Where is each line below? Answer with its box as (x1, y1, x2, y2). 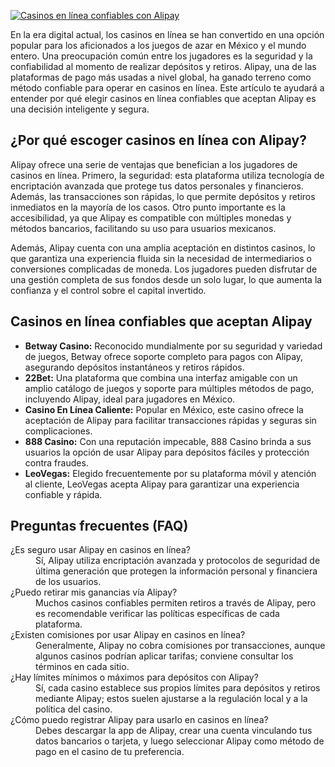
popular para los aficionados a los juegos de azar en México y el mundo (10, 40, 307, 51)
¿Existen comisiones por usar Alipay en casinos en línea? (10, 629, 246, 641)
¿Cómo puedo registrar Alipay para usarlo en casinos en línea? (10, 714, 269, 726)
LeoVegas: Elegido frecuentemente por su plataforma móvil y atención (24, 467, 317, 479)
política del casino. (35, 703, 113, 715)
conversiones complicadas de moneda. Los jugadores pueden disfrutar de (10, 263, 318, 275)
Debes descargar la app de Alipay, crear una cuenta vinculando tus (35, 725, 313, 737)
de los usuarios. (35, 576, 102, 588)
